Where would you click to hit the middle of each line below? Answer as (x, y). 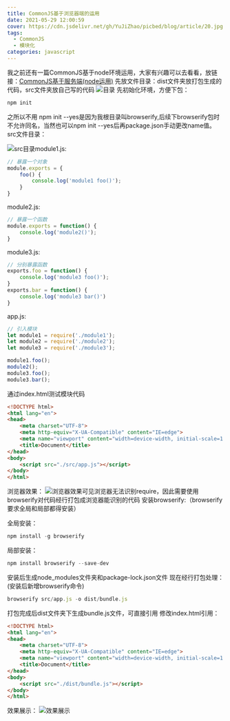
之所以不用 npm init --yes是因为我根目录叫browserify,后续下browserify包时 (114, 116)
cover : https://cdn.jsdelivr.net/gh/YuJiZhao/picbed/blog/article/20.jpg (115, 26)
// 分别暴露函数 (27, 265)
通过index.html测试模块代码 (46, 394)
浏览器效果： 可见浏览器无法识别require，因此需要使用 (103, 491)
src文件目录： (27, 134)
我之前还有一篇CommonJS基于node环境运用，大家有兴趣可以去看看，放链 (113, 72)
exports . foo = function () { (48, 271)
